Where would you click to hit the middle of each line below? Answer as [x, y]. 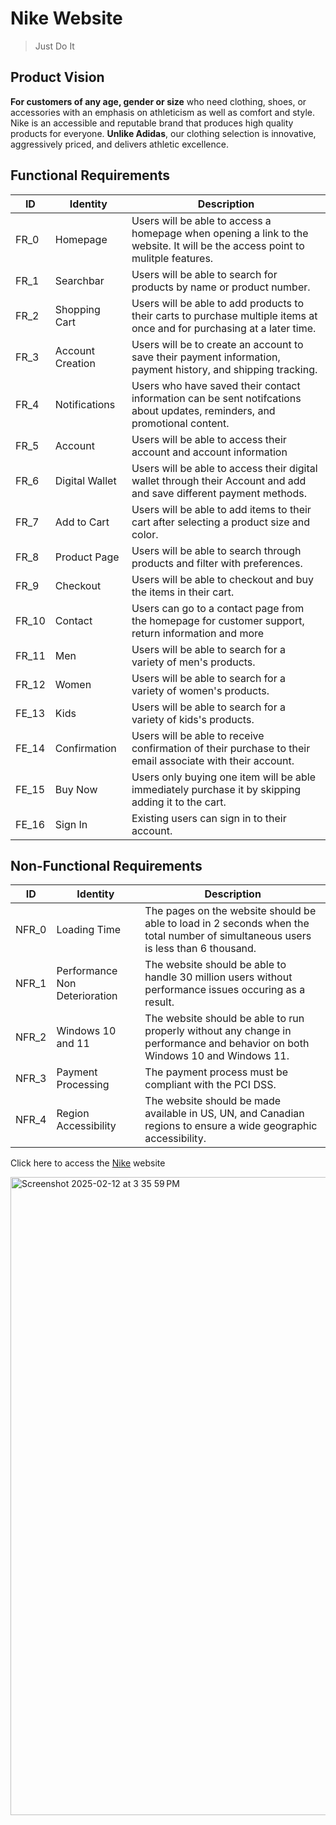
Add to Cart [82, 522]
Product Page [87, 557]
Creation [75, 363]
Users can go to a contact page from [218, 608]
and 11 [73, 1044]
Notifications [85, 404]
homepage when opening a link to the [220, 233]
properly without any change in [218, 1031]
